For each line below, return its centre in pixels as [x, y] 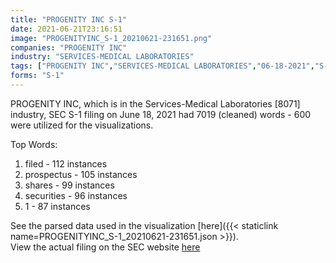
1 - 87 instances [57, 206]
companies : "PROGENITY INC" [69, 47]
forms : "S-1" [37, 76]
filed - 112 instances [66, 163]
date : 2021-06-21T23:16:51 [66, 29]
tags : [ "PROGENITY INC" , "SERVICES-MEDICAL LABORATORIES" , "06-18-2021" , [162, 66]
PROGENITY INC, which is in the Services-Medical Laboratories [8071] [155, 103]
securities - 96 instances [76, 195]
